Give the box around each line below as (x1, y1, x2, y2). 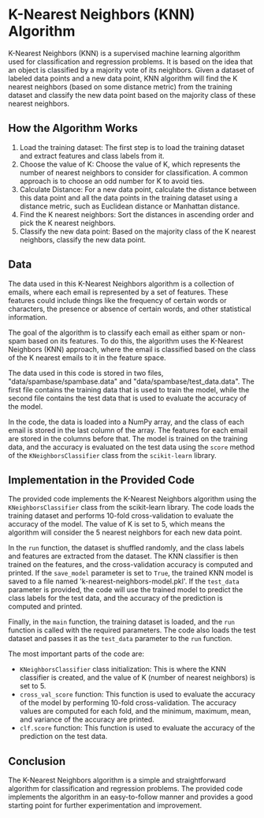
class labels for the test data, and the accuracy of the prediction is (8, 594, 223, 603)
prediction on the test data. (19, 732, 108, 741)
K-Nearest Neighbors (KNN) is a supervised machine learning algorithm (8, 48, 240, 58)
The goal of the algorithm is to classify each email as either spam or (8, 328, 229, 337)
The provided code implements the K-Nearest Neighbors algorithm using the (8, 494, 257, 504)
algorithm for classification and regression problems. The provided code (8, 784, 243, 794)
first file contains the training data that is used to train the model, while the (8, 385, 250, 394)
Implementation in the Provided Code (8, 473, 195, 486)
